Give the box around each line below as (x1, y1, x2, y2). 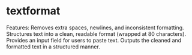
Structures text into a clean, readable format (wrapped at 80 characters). (6, 30, 187, 37)
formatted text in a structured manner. (6, 43, 100, 50)
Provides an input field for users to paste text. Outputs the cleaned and (6, 36, 182, 44)
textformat (6, 4, 61, 18)
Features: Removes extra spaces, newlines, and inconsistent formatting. (6, 24, 184, 31)
